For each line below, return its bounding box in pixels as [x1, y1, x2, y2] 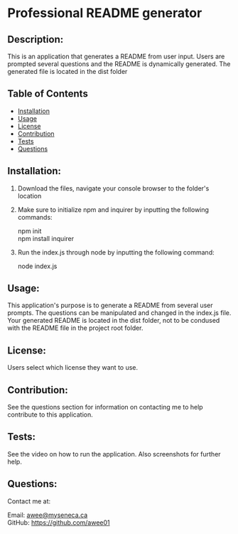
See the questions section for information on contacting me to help [7, 403, 204, 412]
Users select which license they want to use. [7, 363, 139, 372]
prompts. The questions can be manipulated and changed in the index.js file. [7, 309, 232, 317]
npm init [17, 226, 42, 235]
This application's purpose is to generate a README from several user [7, 301, 213, 310]
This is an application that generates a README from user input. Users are [7, 52, 225, 60]
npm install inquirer [17, 234, 75, 242]
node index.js [17, 262, 58, 270]
